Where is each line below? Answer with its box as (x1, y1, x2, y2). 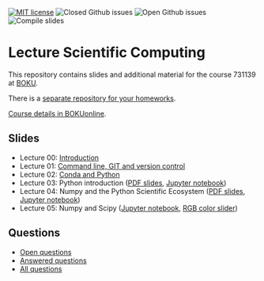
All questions (19, 264, 62, 273)
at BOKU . (8, 78, 38, 87)
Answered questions (19, 256, 87, 265)
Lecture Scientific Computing (8, 44, 206, 62)
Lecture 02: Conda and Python (19, 169, 120, 179)
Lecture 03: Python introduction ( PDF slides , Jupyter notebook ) (19, 178, 227, 188)
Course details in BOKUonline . (8, 108, 107, 118)
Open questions (19, 247, 72, 256)
